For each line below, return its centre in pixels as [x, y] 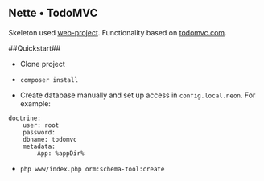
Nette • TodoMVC [53, 13]
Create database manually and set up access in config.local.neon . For [138, 95]
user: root [41, 125]
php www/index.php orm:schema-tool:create [92, 169]
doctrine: [25, 118]
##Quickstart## [35, 48]
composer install [49, 80]
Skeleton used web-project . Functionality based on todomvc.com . [118, 32]
